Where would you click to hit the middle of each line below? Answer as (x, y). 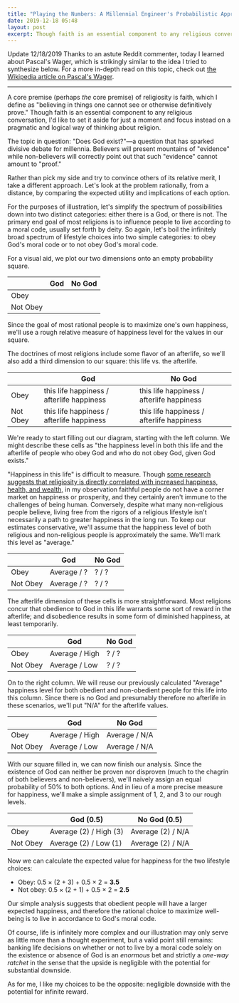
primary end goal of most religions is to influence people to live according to (119, 222)
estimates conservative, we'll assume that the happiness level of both (109, 527)
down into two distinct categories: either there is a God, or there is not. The (117, 214)
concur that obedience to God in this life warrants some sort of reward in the (119, 609)
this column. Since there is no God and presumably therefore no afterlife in (117, 698)
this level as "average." (41, 543)
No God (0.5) (160, 820)
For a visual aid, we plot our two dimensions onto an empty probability (110, 259)
